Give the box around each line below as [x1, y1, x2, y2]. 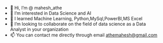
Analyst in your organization [10, 26, 69, 32]
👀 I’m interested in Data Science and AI [10, 10, 92, 16]
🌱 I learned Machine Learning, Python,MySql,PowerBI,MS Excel [10, 16, 143, 21]
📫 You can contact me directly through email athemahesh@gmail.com [10, 32, 158, 38]
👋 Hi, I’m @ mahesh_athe [10, 5, 62, 11]
